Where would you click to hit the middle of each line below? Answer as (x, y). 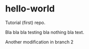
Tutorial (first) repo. (25, 22)
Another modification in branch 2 (39, 42)
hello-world (30, 9)
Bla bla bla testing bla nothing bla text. (45, 32)
